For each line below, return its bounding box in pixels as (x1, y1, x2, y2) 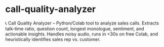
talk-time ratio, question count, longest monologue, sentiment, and (5, 25, 144, 31)
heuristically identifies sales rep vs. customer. (5, 36, 101, 42)
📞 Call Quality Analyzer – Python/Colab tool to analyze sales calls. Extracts (5, 20, 159, 26)
